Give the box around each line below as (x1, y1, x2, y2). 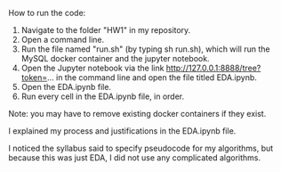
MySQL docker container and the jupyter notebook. (20, 53, 210, 63)
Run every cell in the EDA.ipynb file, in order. (20, 91, 185, 102)
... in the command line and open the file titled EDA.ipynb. (46, 72, 257, 83)
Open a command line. (20, 35, 105, 45)
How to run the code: (8, 8, 86, 18)
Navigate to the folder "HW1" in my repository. (20, 25, 191, 35)
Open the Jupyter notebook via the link (20, 62, 165, 73)
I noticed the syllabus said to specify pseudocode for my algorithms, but (8, 143, 274, 153)
